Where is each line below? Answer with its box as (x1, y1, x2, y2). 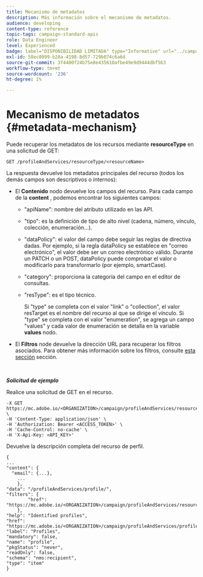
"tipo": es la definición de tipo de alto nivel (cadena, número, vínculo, (24, 217, 196, 225)
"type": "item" (6, 561, 45, 567)
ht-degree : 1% (6, 76, 42, 82)
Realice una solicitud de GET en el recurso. (6, 389, 114, 396)
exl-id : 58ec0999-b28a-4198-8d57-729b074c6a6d (6, 54, 126, 60)
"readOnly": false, (6, 550, 56, 556)
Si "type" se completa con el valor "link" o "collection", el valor (24, 303, 180, 311)
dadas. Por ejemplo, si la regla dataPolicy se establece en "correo (24, 242, 188, 249)
